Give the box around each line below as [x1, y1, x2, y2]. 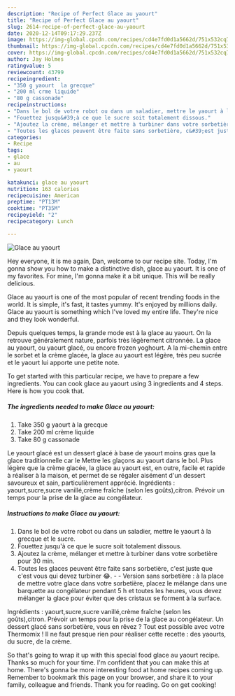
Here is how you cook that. [7, 386, 85, 395]
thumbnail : [7, 43, 39, 50]
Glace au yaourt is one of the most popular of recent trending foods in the [7, 292, 220, 301]
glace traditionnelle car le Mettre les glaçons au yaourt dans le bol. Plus [7, 456, 213, 464]
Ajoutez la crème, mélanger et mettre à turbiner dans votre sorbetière [17, 549, 218, 557]
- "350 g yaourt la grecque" [7, 82, 96, 89]
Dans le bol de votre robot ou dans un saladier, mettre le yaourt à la [17, 527, 212, 535]
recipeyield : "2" [7, 211, 58, 219]
